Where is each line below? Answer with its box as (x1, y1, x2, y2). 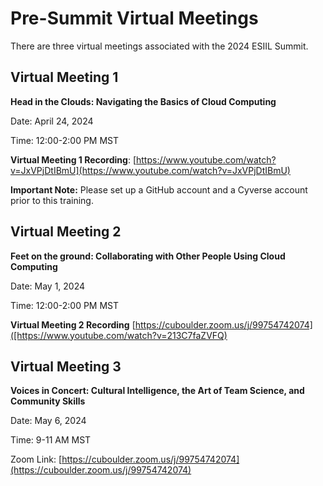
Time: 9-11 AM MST (10, 434, 92, 446)
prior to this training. (10, 194, 94, 206)
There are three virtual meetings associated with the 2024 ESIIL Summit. (10, 40, 309, 52)
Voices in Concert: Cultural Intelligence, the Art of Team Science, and (10, 385, 305, 397)
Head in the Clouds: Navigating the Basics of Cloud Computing (10, 95, 277, 107)
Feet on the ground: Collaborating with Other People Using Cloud (10, 250, 286, 262)
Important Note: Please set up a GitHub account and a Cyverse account (10, 183, 308, 196)
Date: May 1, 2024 (10, 280, 86, 292)
